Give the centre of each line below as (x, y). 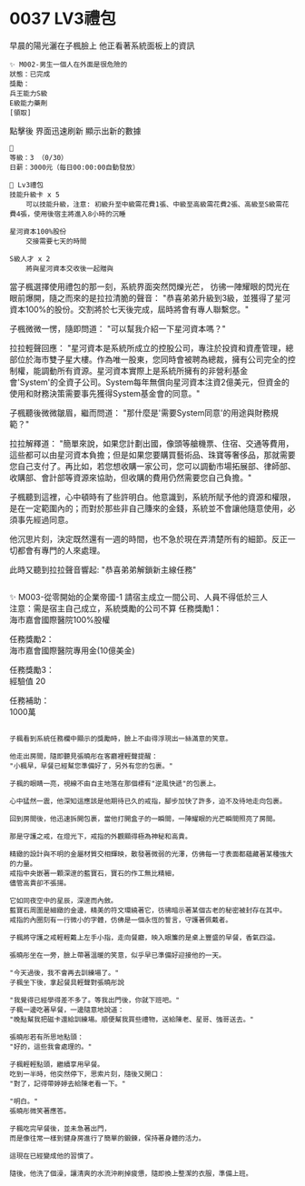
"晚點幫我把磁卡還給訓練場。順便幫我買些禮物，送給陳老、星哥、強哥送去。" (132, 1020)
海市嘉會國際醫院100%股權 (60, 619)
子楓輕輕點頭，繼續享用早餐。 (57, 1064)
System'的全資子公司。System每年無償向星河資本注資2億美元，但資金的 (155, 382)
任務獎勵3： (32, 669)
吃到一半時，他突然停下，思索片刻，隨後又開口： (87, 1074)
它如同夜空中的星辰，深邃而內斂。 (64, 900)
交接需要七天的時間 (56, 241)
